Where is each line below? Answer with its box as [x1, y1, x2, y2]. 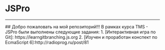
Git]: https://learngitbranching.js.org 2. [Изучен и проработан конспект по [5, 34, 158, 40]
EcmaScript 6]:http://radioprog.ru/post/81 [5, 39, 89, 45]
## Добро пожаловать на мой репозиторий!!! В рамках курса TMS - [5, 24, 148, 29]
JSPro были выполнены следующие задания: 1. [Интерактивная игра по [5, 29, 156, 35]
